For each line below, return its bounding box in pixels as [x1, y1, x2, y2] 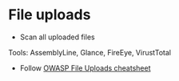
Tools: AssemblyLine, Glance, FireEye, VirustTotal [8, 47, 172, 57]
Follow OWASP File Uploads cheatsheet [19, 63, 151, 73]
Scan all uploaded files [19, 32, 95, 42]
